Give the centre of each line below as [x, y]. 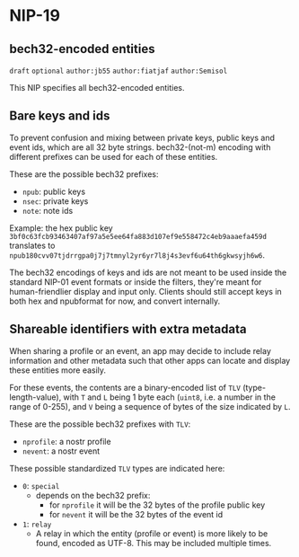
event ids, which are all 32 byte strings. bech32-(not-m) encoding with [140, 147]
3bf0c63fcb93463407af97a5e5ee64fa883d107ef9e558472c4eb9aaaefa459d [138, 236]
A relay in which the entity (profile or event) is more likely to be [152, 533]
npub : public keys [54, 191]
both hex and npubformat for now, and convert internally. [115, 301]
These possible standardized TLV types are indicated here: [117, 468]
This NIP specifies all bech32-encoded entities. [97, 88]
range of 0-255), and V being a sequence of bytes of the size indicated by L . [150, 406]
